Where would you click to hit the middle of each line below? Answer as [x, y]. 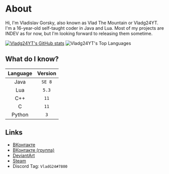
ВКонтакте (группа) [33, 150]
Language [20, 73]
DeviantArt [24, 155]
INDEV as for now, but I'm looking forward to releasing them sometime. [79, 33]
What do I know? [32, 59]
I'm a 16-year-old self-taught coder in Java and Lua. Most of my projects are [84, 28]
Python [20, 114]
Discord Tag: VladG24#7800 [40, 166]
